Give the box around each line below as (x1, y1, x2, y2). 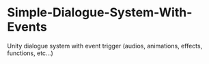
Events (7, 19, 48, 35)
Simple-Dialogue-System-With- (7, 5, 193, 20)
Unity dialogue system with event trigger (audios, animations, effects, (7, 42, 203, 50)
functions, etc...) (7, 49, 53, 57)
